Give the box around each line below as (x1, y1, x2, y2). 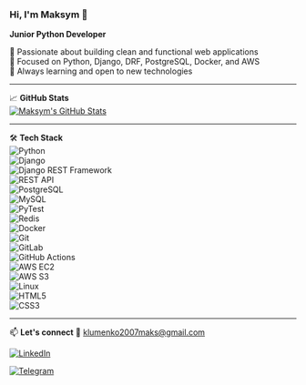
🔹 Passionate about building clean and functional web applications (9, 46, 259, 57)
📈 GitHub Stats (9, 93, 70, 104)
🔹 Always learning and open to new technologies (9, 66, 193, 76)
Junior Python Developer (9, 29, 107, 40)
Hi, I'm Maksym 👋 (9, 8, 88, 21)
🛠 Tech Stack (9, 132, 64, 144)
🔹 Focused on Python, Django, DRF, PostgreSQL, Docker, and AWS (9, 56, 260, 67)
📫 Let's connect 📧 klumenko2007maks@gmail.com (9, 327, 206, 338)
